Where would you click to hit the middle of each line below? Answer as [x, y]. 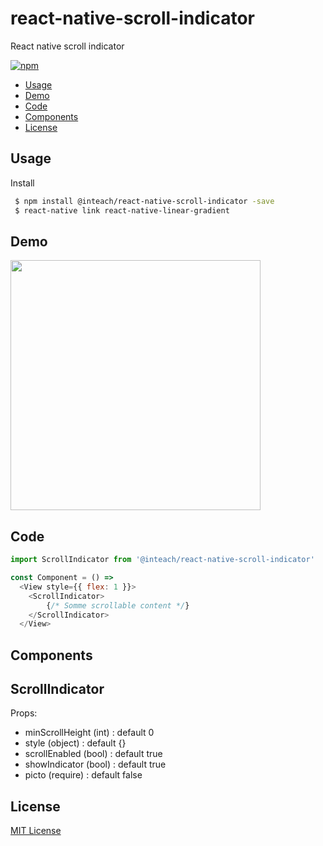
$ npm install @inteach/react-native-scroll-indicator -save [144, 201]
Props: [24, 713]
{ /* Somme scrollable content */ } [118, 605]
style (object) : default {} [75, 743]
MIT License [36, 831]
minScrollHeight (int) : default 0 [89, 733]
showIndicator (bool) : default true [95, 764]
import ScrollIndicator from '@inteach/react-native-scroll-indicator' [162, 560]
